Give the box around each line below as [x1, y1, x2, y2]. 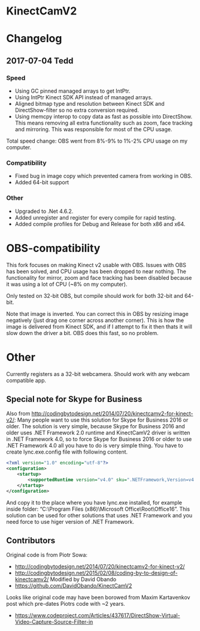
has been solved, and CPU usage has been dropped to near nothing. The [6, 268, 187, 275]
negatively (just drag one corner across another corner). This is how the [6, 316, 184, 324]
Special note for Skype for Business [6, 394, 143, 404]
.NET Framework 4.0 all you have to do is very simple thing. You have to [6, 442, 184, 449]
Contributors [6, 535, 56, 546]
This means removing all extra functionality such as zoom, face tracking [14, 119, 193, 127]
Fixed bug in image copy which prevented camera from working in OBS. [14, 173, 193, 180]
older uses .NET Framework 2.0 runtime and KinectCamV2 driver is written [6, 429, 190, 437]
